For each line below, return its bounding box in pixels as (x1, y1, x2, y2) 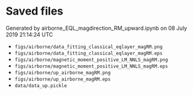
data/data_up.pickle (14, 82, 67, 89)
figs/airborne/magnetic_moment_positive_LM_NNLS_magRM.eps (14, 63, 169, 69)
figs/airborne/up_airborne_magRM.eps (14, 76, 111, 82)
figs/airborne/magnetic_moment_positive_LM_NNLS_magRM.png (14, 57, 169, 63)
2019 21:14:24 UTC (5, 30, 53, 38)
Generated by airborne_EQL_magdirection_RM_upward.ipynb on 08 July (5, 24, 188, 32)
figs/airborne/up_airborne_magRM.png (14, 69, 111, 76)
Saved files (5, 4, 64, 18)
